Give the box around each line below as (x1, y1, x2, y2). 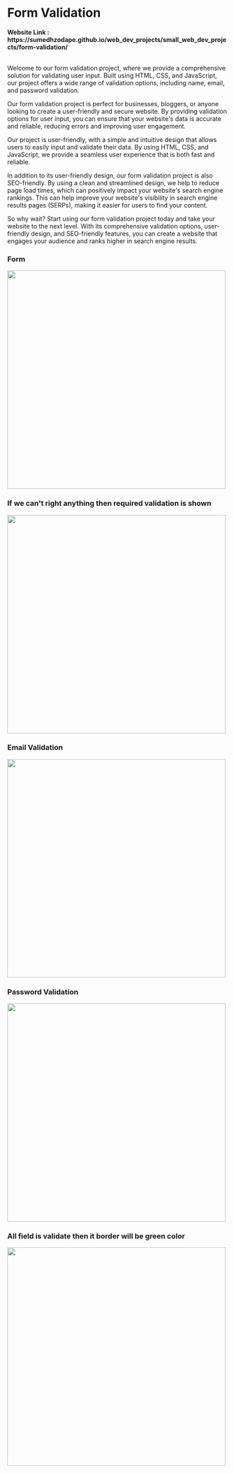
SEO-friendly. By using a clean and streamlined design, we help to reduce (7, 178, 220, 187)
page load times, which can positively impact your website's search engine (7, 186, 224, 194)
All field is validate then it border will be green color (7, 1231, 185, 1241)
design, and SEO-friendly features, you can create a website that (31, 229, 218, 238)
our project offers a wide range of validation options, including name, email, (7, 78, 225, 87)
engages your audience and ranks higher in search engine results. (7, 236, 198, 245)
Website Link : (7, 28, 50, 36)
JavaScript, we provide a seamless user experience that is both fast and (7, 150, 215, 159)
